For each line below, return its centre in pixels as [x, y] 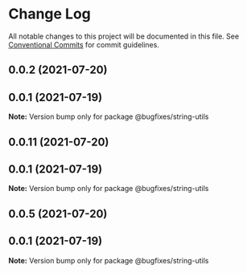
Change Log [49, 14]
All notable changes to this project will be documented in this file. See [124, 36]
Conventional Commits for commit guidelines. [84, 44]
